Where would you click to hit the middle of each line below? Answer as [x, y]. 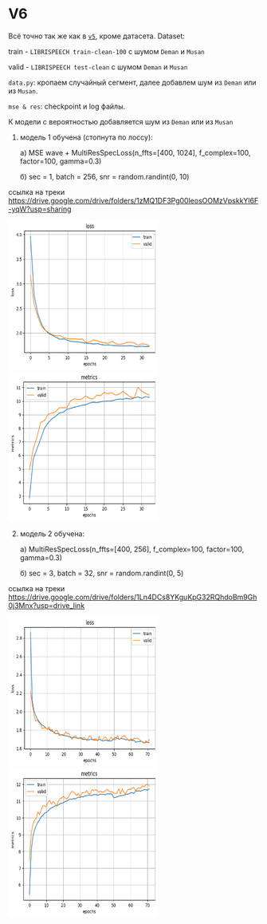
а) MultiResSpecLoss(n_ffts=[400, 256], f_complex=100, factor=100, [132, 549]
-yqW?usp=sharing [40, 209]
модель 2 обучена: [52, 533]
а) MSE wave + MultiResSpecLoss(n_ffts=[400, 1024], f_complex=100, [135, 152]
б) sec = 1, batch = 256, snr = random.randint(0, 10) [104, 176]
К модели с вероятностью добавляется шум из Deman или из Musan [121, 121]
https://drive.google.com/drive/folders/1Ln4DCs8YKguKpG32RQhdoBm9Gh [133, 597]
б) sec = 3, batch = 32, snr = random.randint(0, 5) [102, 573]
